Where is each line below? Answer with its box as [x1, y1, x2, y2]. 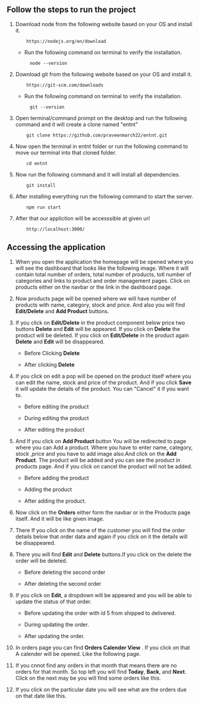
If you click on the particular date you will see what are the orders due [15, 686, 187, 693]
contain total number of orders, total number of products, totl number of [15, 270, 192, 278]
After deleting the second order [24, 580, 102, 587]
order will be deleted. [15, 557, 68, 564]
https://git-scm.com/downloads [26, 82, 104, 88]
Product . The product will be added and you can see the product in [15, 456, 181, 463]
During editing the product [24, 414, 89, 421]
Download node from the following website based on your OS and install [15, 20, 192, 27]
